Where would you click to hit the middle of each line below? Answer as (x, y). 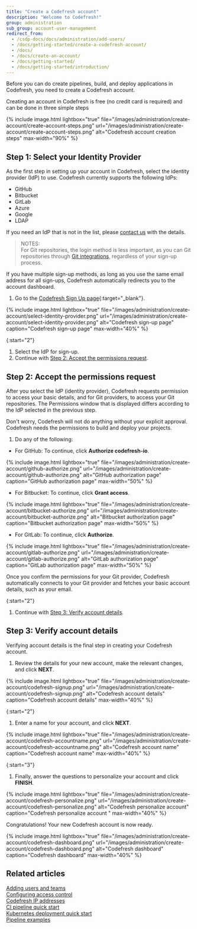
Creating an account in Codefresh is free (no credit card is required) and (94, 102)
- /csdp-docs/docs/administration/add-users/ (69, 39)
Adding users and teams (36, 888)
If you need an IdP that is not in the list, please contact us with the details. (96, 232)
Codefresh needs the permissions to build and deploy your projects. (89, 428)
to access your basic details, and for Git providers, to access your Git (90, 397)
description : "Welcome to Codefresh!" (54, 17)
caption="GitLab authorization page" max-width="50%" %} (79, 565)
